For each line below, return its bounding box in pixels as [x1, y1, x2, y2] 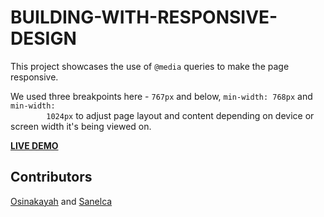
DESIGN [10, 27, 77, 50]
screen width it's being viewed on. [10, 120, 152, 132]
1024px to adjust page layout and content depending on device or [46, 109, 315, 121]
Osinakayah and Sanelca [10, 195, 113, 207]
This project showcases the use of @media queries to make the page [10, 60, 290, 72]
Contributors [10, 169, 93, 186]
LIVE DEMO [10, 139, 59, 151]
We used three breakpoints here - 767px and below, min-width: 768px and [10, 90, 313, 102]
